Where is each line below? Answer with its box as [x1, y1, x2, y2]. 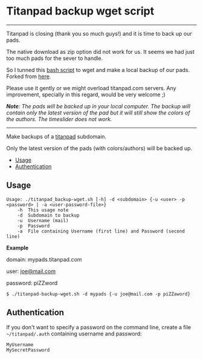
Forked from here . [6, 73, 51, 80]
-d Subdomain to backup [17, 212, 80, 219]
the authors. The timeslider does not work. [6, 115, 112, 122]
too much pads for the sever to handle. [6, 54, 103, 62]
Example [6, 244, 29, 251]
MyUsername [6, 341, 34, 347]
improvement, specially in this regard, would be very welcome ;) [6, 91, 166, 98]
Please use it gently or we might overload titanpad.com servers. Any [6, 84, 176, 91]
